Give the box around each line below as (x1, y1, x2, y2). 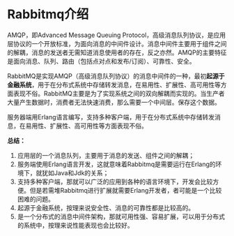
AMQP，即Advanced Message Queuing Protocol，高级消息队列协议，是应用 (7, 31, 226, 39)
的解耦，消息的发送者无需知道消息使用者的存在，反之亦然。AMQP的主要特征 (7, 48, 227, 57)
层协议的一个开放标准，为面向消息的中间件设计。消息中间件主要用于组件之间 (7, 39, 227, 47)
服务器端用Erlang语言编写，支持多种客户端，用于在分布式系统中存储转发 (7, 112, 215, 121)
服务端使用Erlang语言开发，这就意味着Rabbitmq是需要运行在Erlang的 (17, 160, 216, 168)
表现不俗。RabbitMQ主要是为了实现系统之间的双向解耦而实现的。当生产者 (13, 89, 225, 98)
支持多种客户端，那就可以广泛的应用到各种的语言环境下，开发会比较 (17, 177, 213, 186)
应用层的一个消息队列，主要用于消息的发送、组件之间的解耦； (17, 151, 195, 159)
